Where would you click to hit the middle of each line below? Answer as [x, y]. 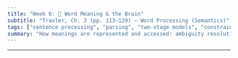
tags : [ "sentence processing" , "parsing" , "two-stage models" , [103, 27]
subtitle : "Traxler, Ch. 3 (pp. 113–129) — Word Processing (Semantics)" [119, 21]
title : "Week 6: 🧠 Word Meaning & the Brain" [75, 14]
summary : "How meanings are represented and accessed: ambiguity [106, 34]
